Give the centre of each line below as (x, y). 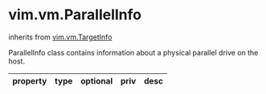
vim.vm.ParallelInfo (75, 15)
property (30, 80)
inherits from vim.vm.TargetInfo (60, 37)
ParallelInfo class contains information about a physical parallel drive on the (133, 52)
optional (96, 80)
